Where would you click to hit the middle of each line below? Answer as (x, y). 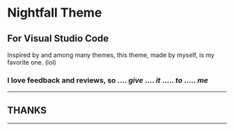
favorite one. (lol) (32, 62)
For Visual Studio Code (58, 38)
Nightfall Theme (55, 13)
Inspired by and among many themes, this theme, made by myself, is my (111, 55)
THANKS (27, 110)
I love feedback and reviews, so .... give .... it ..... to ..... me (108, 80)
